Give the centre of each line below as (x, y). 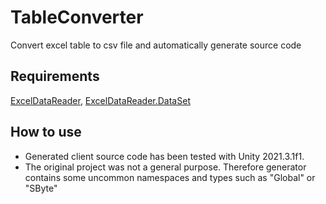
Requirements (55, 76)
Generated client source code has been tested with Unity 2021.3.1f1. (164, 156)
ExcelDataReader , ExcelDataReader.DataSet (100, 100)
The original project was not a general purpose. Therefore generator (165, 167)
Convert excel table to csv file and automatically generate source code (156, 45)
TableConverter (77, 17)
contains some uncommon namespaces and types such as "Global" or (170, 177)
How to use (46, 132)
